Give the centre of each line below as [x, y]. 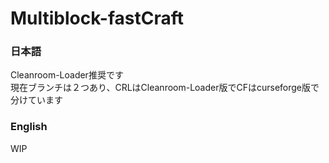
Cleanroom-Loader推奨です [67, 75]
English [29, 127]
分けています [36, 100]
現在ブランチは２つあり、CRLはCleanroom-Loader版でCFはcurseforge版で [165, 88]
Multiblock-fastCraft [97, 18]
